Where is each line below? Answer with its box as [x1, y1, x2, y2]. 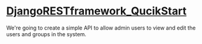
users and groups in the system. [6, 30, 86, 37]
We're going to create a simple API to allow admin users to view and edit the [6, 24, 196, 31]
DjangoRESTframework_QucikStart [6, 4, 187, 18]
